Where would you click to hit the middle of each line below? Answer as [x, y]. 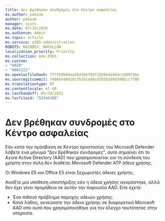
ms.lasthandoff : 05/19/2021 [34, 93]
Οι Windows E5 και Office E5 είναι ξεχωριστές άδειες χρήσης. [70, 173]
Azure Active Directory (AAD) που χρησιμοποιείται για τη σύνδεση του [78, 158]
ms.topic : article [24, 38]
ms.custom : [16, 61]
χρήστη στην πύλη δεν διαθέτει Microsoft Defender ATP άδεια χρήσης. [79, 163]
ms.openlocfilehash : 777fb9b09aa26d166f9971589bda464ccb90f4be [72, 75]
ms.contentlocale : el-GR [31, 89]
